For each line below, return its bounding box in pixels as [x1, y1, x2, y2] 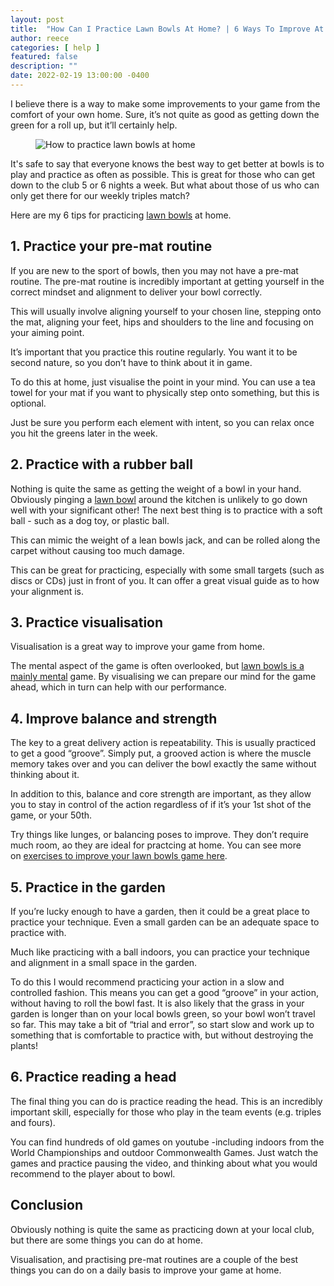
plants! [10, 1039, 38, 1051]
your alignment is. [10, 585, 85, 597]
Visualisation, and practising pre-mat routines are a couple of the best [10, 1253, 299, 1265]
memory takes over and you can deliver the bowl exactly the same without [10, 758, 317, 770]
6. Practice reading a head [10, 1069, 177, 1086]
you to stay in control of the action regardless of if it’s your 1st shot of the [10, 799, 312, 811]
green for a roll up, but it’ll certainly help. [10, 119, 178, 131]
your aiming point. [10, 326, 85, 338]
